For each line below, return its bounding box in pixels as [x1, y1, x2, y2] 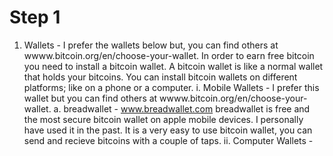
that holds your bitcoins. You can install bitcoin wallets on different [23, 71, 298, 83]
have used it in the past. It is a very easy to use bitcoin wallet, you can [23, 124, 313, 136]
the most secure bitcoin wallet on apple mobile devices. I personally [23, 113, 304, 125]
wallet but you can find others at [23, 92, 158, 104]
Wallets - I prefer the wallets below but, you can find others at [23, 39, 279, 51]
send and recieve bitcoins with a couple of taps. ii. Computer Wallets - [23, 134, 314, 146]
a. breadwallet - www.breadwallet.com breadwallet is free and [53, 102, 311, 115]
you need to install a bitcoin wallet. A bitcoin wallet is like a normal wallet [23, 60, 324, 72]
